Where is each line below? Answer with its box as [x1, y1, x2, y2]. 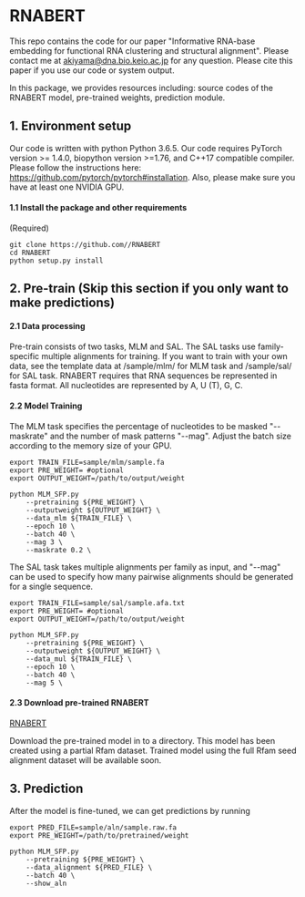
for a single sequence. [9, 581, 94, 592]
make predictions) [9, 295, 116, 311]
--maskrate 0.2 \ [25, 545, 92, 554]
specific [9, 350, 40, 361]
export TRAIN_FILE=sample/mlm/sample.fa [9, 458, 166, 467]
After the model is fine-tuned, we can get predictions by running [9, 805, 250, 816]
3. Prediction [9, 781, 84, 797]
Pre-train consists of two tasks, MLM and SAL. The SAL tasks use [9, 341, 257, 352]
